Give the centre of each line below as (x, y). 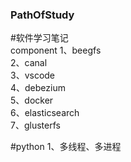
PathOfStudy (42, 15)
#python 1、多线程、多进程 (66, 147)
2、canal (29, 63)
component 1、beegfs (56, 50)
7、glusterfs (35, 125)
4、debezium (38, 88)
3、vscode (33, 75)
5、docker (32, 100)
